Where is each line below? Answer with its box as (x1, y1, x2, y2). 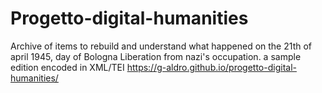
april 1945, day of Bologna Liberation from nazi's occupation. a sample (10, 50, 302, 62)
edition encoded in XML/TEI (10, 61, 125, 73)
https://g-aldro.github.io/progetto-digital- (126, 61, 297, 73)
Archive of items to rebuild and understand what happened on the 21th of (10, 40, 313, 52)
